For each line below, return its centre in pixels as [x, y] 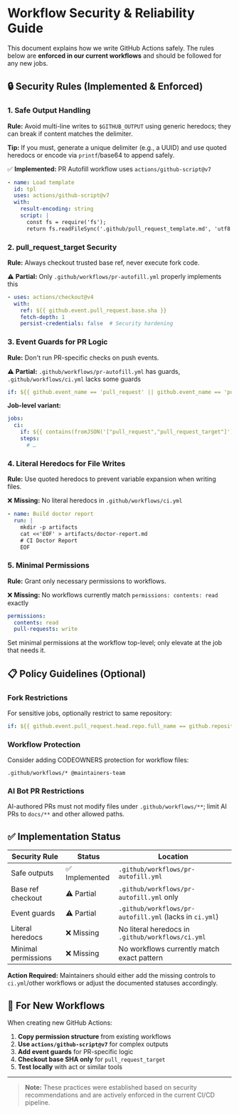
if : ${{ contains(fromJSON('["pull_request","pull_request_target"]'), [128, 432]
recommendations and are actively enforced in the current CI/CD [120, 1095]
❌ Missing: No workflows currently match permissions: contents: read [113, 594]
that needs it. [27, 650]
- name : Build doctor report [51, 514]
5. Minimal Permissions [49, 565]
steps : [30, 439]
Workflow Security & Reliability [101, 13]
